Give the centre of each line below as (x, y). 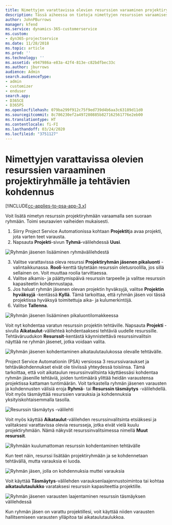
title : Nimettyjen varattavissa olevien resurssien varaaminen (74, 10)
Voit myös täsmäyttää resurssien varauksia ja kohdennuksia (68, 394)
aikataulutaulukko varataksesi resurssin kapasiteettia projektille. (73, 487)
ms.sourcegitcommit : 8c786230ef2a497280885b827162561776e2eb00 (74, 115)
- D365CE (15, 100)
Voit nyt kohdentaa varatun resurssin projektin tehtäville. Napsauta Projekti (84, 325)
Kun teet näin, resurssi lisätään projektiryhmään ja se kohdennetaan (77, 456)
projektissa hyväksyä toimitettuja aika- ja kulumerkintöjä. (72, 300)
